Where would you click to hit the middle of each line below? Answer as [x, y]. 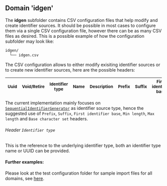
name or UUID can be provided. [38, 151]
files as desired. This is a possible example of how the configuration [75, 36]
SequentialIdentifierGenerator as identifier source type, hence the [75, 108]
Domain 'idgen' [29, 8]
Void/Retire [33, 86]
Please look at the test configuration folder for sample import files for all [79, 173]
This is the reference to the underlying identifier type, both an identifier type [83, 145]
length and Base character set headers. [47, 118]
